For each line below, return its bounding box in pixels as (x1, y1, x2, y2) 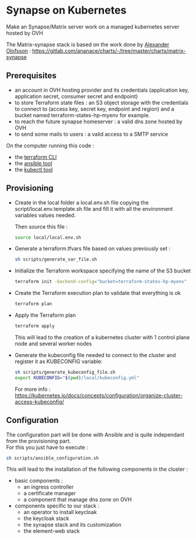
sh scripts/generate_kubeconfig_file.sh (14, 369, 116, 375)
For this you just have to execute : (6, 444, 89, 451)
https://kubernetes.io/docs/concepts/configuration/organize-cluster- (14, 392, 183, 399)
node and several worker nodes (14, 340, 92, 347)
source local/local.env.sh (14, 235, 81, 240)
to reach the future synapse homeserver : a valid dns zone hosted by (14, 118, 183, 125)
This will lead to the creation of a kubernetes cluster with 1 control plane (14, 333, 190, 341)
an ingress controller (23, 483, 74, 490)
